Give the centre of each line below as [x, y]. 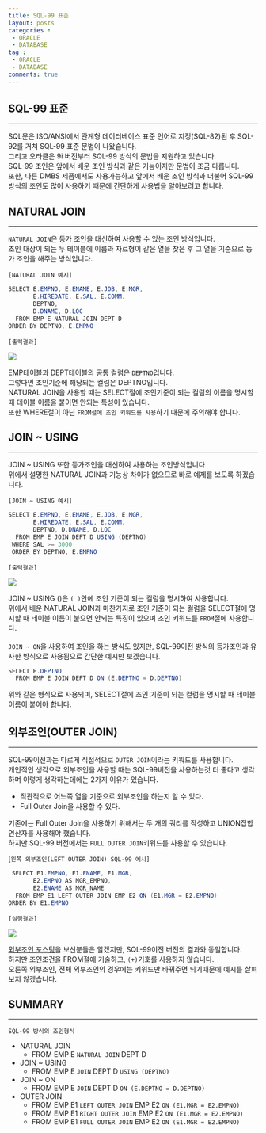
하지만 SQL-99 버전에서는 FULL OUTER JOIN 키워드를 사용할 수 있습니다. [118, 843]
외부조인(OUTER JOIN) [63, 732]
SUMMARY [36, 1004]
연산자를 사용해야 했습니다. [49, 834]
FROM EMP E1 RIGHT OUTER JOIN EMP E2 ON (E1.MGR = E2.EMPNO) [137, 1113]
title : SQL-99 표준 [39, 15]
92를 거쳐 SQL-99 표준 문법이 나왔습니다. [72, 147]
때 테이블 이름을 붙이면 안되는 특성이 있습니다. [79, 402]
